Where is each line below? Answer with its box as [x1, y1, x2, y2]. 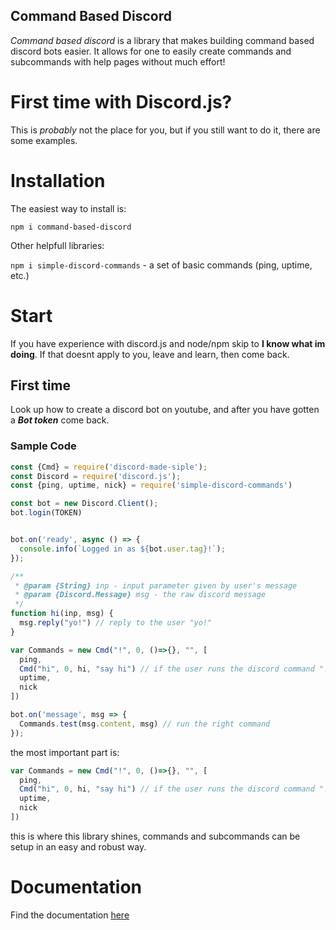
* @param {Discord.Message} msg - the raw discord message [14, 590, 267, 600]
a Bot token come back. [10, 414, 110, 426]
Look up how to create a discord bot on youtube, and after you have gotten [10, 404, 320, 416]
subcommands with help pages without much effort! [10, 55, 226, 68]
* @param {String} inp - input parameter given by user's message [14, 580, 298, 591]
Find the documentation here [10, 909, 130, 921]
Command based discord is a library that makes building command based [10, 34, 315, 46]
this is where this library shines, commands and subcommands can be [10, 830, 301, 842]
